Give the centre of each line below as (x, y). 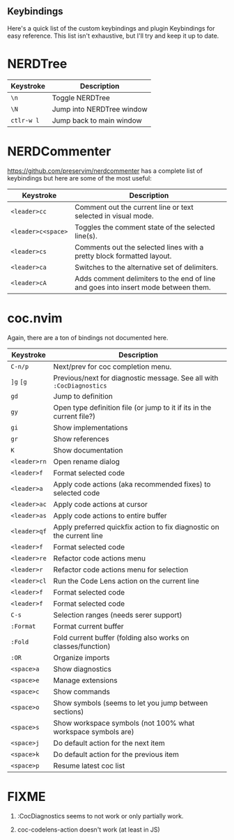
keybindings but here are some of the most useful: (79, 178)
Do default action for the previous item (116, 754)
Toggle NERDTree (81, 98)
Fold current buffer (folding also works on (121, 637)
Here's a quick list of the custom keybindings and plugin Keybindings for (111, 28)
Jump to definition (83, 396)
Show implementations (91, 427)
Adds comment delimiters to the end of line (145, 278)
